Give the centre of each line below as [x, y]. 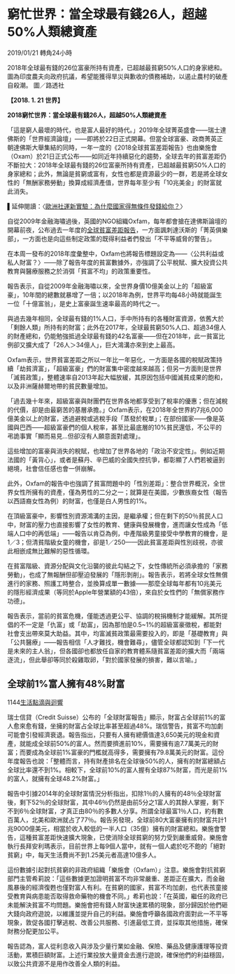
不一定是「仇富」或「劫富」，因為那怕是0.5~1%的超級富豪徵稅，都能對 [121, 625]
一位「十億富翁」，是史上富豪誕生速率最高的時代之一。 [85, 303]
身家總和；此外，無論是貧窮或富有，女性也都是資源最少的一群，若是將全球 [114, 173]
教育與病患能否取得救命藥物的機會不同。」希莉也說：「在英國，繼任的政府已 [120, 896]
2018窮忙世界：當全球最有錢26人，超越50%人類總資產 [87, 115]
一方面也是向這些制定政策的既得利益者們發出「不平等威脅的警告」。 [119, 239]
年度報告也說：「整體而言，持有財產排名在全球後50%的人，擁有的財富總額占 [116, 761]
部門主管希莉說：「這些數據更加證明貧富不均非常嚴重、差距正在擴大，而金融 [116, 879]
